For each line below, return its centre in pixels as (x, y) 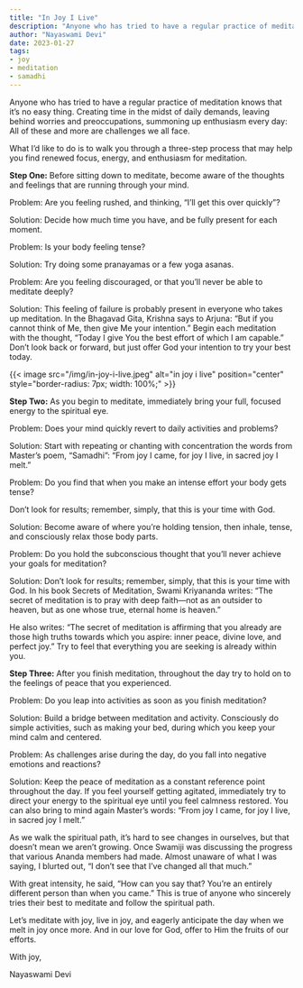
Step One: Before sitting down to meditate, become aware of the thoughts (147, 175)
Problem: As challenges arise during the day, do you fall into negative (138, 755)
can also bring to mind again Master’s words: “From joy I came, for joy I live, (150, 810)
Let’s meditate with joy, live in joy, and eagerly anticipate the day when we (147, 919)
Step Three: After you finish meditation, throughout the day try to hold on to (150, 673)
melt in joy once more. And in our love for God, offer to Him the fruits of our (149, 929)
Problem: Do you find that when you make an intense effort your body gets (148, 482)
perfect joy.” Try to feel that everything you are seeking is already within (143, 646)
